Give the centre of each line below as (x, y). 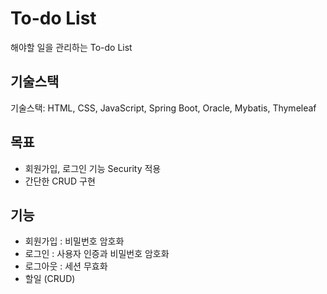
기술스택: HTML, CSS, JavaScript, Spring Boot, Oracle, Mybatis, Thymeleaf (163, 108)
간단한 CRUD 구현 (60, 181)
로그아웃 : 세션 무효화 (66, 266)
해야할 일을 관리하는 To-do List (71, 47)
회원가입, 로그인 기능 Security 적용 (93, 168)
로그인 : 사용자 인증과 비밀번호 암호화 (97, 254)
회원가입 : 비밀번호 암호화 (74, 241)
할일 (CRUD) (50, 279)
